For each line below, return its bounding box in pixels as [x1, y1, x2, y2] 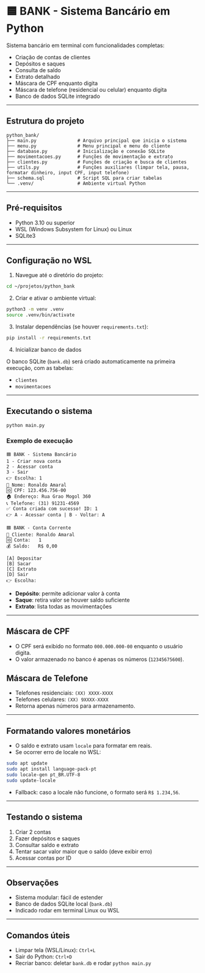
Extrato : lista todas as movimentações [15, 602, 112, 610]
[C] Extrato [6, 566, 37, 572]
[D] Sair [6, 571, 29, 577]
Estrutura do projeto [6, 116, 84, 127]
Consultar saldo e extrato [15, 841, 79, 848]
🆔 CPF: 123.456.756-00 [6, 487, 67, 494]
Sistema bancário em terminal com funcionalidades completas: [6, 42, 165, 49]
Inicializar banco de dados [15, 346, 82, 353]
